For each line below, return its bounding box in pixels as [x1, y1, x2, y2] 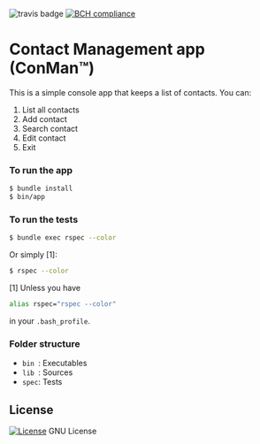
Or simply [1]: [9, 249, 57, 260]
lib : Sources [21, 367, 73, 378]
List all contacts [21, 104, 80, 115]
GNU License [48, 425, 97, 437]
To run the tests [9, 213, 79, 226]
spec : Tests [21, 377, 63, 387]
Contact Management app [9, 40, 205, 59]
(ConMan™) [9, 58, 96, 79]
